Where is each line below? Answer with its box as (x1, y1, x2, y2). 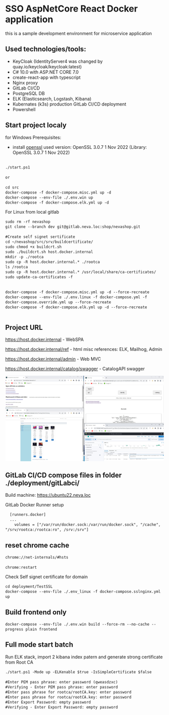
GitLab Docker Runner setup (5, 502, 64, 508)
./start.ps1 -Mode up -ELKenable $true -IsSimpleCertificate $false (5, 669, 152, 674)
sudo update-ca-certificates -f (5, 275, 73, 280)
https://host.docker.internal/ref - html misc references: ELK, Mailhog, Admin (5, 346, 162, 352)
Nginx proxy (12, 79, 38, 85)
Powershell (12, 106, 36, 112)
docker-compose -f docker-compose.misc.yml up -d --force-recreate (5, 290, 150, 295)
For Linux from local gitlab (5, 209, 59, 215)
